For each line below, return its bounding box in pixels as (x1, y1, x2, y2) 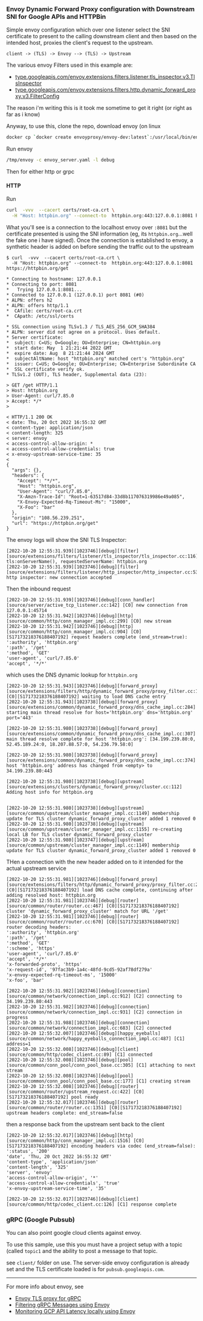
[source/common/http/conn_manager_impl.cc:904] (6, 629, 129, 635)
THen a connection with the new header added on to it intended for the (6, 858, 183, 865)
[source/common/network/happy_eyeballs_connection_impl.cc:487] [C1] (6, 1036, 185, 1042)
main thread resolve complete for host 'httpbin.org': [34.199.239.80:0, (6, 736, 196, 742)
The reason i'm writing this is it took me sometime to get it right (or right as (6, 104, 192, 112)
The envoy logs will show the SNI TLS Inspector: (6, 536, 127, 543)
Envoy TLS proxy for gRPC (14, 1295, 82, 1302)
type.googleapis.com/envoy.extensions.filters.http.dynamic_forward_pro (14, 86, 196, 93)
